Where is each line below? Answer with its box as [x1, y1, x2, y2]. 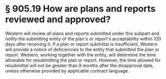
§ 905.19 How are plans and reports [5, 3, 156, 15]
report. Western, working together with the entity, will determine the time [5, 51, 156, 58]
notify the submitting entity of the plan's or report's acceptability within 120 [5, 36, 161, 42]
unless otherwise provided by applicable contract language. [5, 67, 130, 73]
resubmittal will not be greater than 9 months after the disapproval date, [5, 62, 154, 68]
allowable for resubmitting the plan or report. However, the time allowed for [5, 57, 161, 63]
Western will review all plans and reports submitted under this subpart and [5, 30, 159, 36]
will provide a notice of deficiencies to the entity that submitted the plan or [5, 46, 159, 52]
